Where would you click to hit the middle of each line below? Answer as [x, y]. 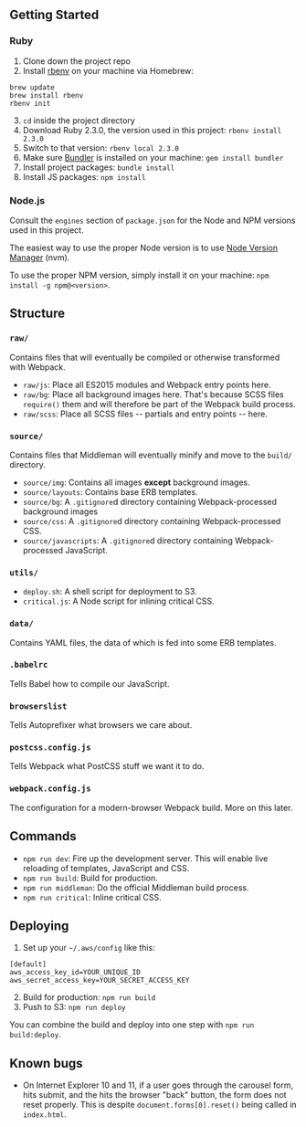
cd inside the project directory [79, 120]
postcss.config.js [50, 748]
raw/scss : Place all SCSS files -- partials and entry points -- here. [145, 414]
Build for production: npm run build [89, 997]
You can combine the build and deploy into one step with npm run [132, 1025]
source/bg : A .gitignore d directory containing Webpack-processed [149, 501]
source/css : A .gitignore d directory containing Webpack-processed [152, 521]
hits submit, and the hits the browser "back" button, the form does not [154, 1095]
